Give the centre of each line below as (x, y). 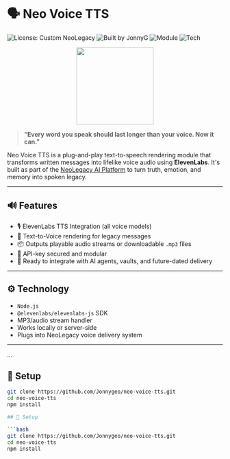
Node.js (28, 306)
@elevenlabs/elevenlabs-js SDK (62, 313)
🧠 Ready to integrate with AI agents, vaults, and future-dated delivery (115, 261)
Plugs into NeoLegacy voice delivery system (79, 335)
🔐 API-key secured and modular (62, 254)
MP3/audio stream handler (54, 320)
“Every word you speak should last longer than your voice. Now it (119, 134)
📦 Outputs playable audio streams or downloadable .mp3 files (104, 244)
